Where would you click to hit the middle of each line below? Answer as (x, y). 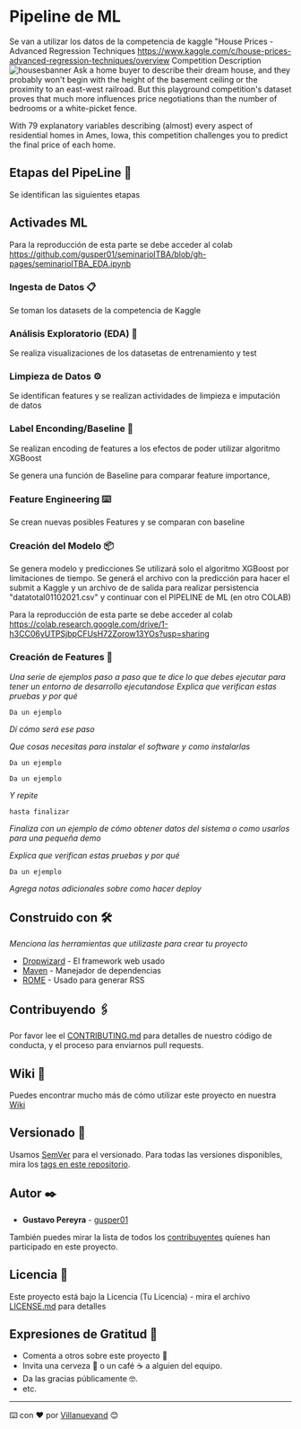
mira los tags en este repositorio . (70, 1164)
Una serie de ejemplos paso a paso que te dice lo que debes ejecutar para (148, 676)
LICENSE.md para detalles (58, 1306)
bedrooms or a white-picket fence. (73, 108)
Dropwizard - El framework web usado (94, 961)
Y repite (24, 795)
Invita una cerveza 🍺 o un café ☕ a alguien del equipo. (122, 1366)
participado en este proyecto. (64, 1247)
